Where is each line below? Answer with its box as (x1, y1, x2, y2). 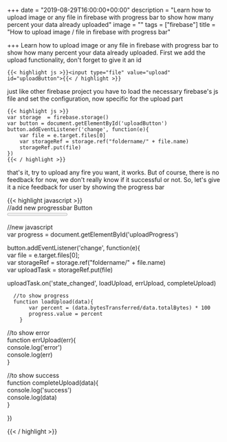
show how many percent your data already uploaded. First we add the (7, 48, 206, 57)
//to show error (7, 329, 50, 336)
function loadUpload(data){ (13, 299, 94, 305)
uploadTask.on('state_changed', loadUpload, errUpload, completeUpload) (7, 279, 217, 287)
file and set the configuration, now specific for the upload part (7, 94, 184, 103)
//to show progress (13, 292, 69, 299)
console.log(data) (7, 393, 57, 401)
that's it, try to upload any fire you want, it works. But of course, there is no (7, 168, 219, 177)
